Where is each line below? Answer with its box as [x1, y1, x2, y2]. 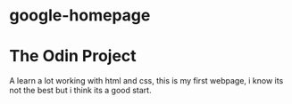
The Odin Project [9, 46, 137, 67]
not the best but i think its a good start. [9, 85, 152, 96]
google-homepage [9, 5, 151, 26]
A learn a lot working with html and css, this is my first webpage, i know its [9, 76, 284, 86]
